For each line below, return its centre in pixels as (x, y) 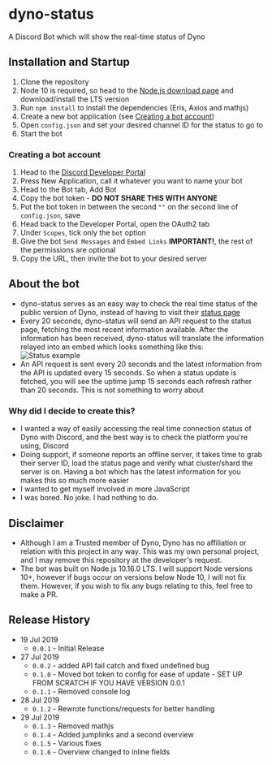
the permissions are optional (68, 250)
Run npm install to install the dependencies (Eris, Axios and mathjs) (134, 107)
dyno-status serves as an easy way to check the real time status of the (139, 303)
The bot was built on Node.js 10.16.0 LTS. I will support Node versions (136, 568)
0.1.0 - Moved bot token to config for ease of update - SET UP (137, 674)
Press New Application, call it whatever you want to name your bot (131, 181)
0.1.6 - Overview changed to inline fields (101, 751)
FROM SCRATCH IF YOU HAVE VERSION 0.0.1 (108, 682)
